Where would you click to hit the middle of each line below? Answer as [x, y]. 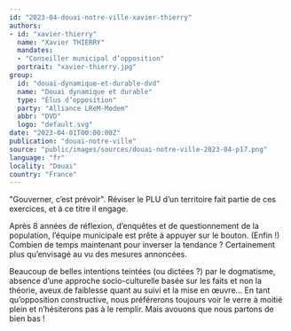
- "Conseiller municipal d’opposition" [91, 59]
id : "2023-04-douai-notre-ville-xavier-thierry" [101, 17]
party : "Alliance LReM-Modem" [73, 108]
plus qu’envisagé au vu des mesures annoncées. [98, 255]
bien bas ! [28, 319]
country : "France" [43, 174]
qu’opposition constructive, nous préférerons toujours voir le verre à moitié [146, 300]
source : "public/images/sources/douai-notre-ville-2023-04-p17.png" [138, 149]
